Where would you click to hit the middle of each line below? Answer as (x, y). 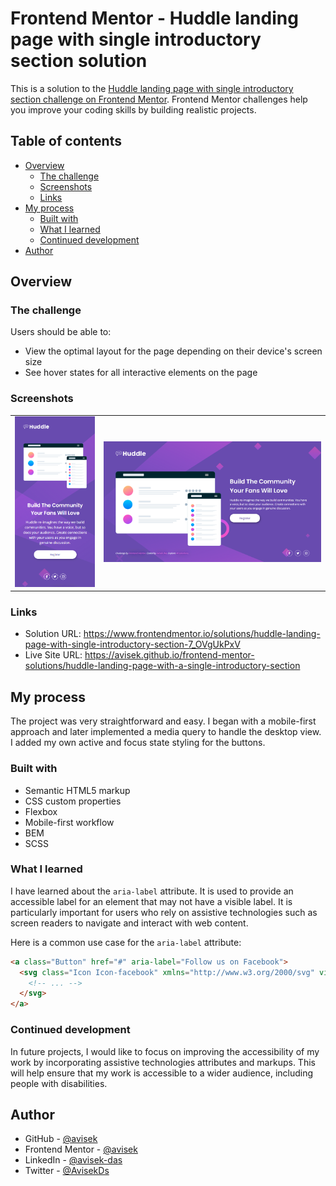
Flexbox (41, 811)
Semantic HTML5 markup (77, 790)
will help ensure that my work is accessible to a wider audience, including (162, 1073)
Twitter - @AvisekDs (67, 1171)
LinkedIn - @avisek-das (73, 1160)
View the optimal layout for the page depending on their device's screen (173, 351)
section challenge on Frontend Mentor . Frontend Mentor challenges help (159, 99)
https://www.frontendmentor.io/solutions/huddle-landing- (202, 634)
